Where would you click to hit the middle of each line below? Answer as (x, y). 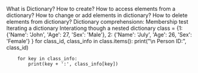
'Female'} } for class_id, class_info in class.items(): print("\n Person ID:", (97, 41)
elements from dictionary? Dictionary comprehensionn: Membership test (97, 22)
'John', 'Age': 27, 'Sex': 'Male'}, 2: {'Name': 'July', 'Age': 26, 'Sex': (111, 35)
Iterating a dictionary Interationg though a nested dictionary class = (91, 28)
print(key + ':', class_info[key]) (73, 64)
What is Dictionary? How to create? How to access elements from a (91, 9)
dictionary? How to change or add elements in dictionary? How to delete (97, 15)
